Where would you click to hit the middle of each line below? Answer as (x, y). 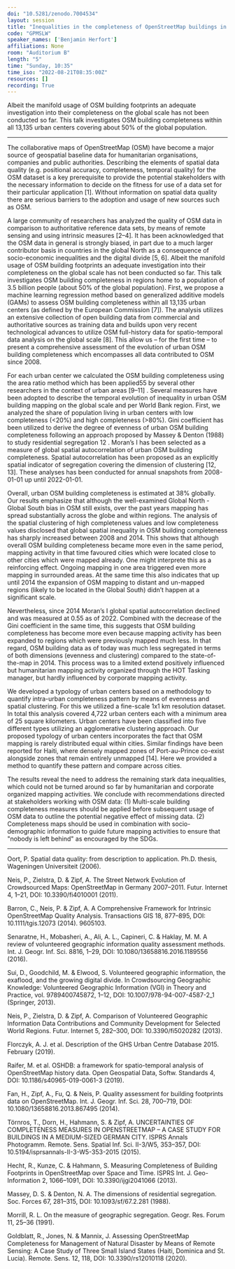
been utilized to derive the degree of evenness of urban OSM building (108, 428)
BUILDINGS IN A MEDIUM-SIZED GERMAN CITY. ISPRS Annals (98, 1137)
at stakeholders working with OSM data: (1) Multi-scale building (99, 801)
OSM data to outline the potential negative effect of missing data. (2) (106, 817)
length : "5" (24, 59)
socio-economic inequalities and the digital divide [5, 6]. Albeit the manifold (116, 258)
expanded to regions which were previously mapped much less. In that (109, 640)
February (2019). (31, 1052)
